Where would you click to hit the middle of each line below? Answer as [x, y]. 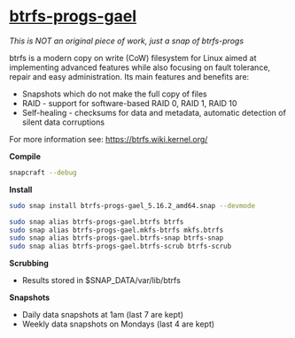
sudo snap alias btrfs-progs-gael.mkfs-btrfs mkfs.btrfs [116, 230]
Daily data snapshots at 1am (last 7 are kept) [103, 315]
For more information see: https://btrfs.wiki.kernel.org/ [109, 139]
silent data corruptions [63, 122]
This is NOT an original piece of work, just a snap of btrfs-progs [127, 41]
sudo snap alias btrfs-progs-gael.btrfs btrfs [97, 222]
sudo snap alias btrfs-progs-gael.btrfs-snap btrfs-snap [116, 238]
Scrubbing [29, 264]
